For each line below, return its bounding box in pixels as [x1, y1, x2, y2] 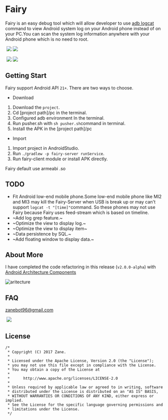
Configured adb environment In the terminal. [12, 115, 105, 121]
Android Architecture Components [5, 269, 76, 275]
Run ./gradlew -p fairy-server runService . [12, 150, 105, 156]
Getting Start [5, 71, 47, 80]
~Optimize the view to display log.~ [12, 220, 87, 226]
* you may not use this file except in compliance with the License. [7, 363, 156, 368]
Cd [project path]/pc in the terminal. [12, 110, 87, 116]
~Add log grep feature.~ [12, 215, 63, 221]
